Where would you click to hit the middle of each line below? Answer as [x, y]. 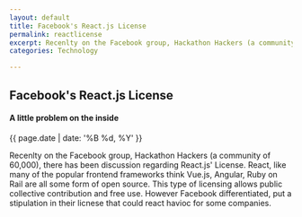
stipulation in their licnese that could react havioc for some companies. [140, 203]
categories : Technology [54, 51]
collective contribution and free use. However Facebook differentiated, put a [151, 193]
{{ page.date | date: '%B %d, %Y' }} [76, 138]
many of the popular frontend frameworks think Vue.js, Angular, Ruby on [144, 174]
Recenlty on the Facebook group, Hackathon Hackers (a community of [140, 155]
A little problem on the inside [64, 118]
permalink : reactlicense [56, 34]
